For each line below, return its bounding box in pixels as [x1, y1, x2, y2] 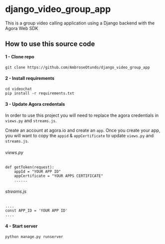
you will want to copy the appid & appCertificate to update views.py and [5, 132, 154, 138]
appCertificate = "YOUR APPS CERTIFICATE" [14, 174, 103, 179]
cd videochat [5, 86, 32, 91]
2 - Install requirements [5, 75, 55, 81]
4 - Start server [5, 223, 38, 229]
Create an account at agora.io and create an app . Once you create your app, [5, 127, 161, 133]
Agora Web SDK [5, 25, 38, 31]
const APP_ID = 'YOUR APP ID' [5, 208, 68, 213]
